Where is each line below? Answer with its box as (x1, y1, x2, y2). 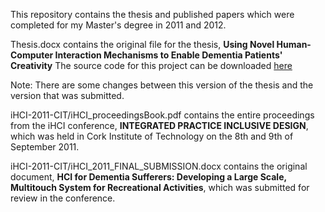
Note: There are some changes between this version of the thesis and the (10, 79, 314, 91)
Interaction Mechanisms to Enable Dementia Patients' (54, 49, 283, 61)
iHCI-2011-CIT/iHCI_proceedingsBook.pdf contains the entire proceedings (10, 109, 315, 121)
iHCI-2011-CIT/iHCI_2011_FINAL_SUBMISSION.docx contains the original (10, 160, 308, 172)
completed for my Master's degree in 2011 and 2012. (10, 19, 227, 31)
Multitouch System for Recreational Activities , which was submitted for (10, 182, 310, 193)
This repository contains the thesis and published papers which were (10, 9, 295, 20)
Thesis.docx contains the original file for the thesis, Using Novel (10, 39, 275, 50)
